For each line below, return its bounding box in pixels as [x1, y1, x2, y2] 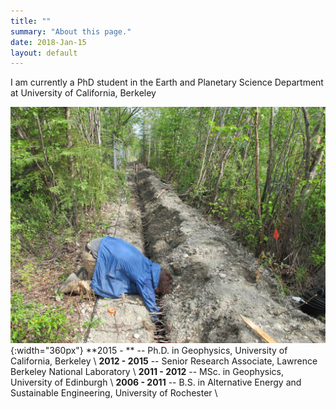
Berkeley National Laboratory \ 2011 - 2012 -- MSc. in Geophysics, [10, 366, 284, 378]
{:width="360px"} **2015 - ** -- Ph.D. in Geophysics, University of [10, 345, 288, 357]
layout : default [10, 48, 78, 58]
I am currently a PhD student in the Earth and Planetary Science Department [10, 76, 324, 89]
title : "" [10, 16, 52, 26]
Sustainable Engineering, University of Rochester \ [10, 387, 218, 399]
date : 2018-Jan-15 [10, 37, 87, 47]
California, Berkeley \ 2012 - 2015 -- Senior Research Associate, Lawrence [10, 355, 318, 367]
